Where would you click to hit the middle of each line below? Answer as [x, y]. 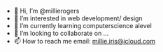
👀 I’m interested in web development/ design [78, 18]
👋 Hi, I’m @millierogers [47, 11]
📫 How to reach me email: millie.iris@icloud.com [85, 41]
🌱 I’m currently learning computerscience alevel [83, 26]
